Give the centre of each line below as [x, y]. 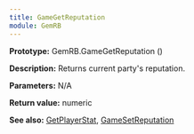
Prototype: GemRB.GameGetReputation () [86, 51]
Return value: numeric [51, 102]
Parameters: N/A [41, 85]
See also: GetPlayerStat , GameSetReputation [92, 120]
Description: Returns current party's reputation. [97, 68]
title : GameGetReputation [57, 17]
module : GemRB [36, 26]
